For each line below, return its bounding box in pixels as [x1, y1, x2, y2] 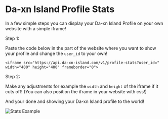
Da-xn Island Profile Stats [5, 4, 115, 15]
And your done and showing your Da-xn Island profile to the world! [5, 98, 144, 104]
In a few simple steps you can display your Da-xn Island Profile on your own [5, 20, 163, 26]
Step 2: [5, 73, 20, 79]
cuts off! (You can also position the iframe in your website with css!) [5, 88, 147, 94]
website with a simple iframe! [5, 25, 66, 31]
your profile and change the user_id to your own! [5, 50, 108, 56]
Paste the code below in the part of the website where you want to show [5, 45, 156, 51]
